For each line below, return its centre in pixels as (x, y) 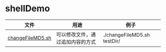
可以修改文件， (74, 34)
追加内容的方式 (79, 42)
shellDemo (28, 9)
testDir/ (111, 41)
